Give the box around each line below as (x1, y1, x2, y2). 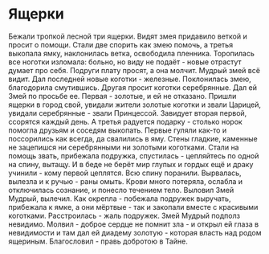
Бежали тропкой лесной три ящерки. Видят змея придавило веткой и (8, 31, 247, 41)
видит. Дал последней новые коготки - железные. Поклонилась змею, (8, 74, 251, 84)
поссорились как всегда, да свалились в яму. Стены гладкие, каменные (8, 133, 259, 143)
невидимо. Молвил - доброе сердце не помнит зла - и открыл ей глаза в (8, 219, 259, 229)
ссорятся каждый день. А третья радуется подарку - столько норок (8, 117, 243, 126)
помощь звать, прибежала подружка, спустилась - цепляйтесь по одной (8, 150, 259, 161)
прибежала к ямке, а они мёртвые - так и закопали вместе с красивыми (8, 202, 259, 211)
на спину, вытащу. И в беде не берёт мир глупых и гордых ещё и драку (8, 159, 254, 169)
